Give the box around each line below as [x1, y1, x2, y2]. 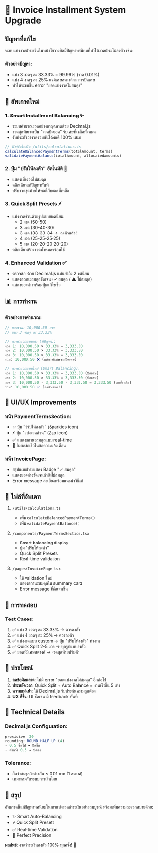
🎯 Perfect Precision [12, 832, 52, 838]
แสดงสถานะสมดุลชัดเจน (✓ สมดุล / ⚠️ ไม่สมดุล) [12, 276, 92, 282]
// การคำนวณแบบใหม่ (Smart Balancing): [5, 366, 80, 371]
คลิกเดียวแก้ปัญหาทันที [12, 182, 49, 188]
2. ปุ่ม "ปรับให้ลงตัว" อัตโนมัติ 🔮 [5, 165, 68, 172]
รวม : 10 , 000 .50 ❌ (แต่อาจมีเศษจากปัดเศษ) [5, 357, 77, 362]
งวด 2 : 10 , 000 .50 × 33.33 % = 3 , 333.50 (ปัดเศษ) [5, 375, 99, 381]
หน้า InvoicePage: [5, 455, 46, 462]
